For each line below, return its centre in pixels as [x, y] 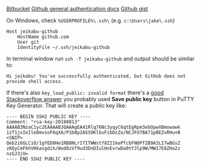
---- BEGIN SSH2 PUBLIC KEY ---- [49, 117]
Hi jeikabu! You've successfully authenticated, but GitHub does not [96, 76]
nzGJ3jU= [17, 154]
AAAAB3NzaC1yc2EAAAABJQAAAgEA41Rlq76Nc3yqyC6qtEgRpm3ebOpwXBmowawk [94, 127]
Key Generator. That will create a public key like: [66, 106]
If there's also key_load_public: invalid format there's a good [85, 93]
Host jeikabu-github [32, 31]
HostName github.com [43, 37]
